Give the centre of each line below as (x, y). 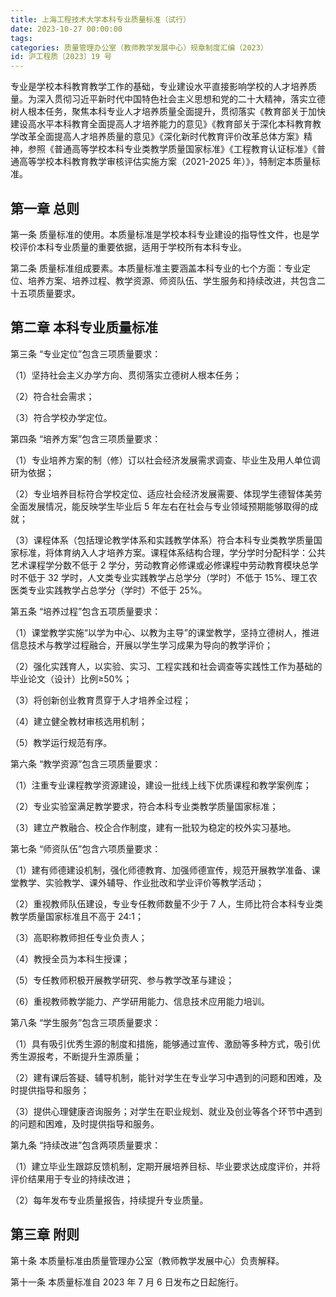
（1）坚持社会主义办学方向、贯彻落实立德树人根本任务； (126, 375)
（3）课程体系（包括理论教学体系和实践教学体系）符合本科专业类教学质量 (162, 540)
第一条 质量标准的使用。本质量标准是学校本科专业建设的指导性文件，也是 (160, 234)
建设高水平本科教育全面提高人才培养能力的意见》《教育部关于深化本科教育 (161, 124)
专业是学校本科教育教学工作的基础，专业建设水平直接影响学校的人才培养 (159, 87)
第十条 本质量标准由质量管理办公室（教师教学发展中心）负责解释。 (147, 1260)
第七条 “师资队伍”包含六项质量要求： (86, 848)
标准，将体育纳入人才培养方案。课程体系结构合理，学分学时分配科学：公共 (172, 552)
